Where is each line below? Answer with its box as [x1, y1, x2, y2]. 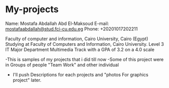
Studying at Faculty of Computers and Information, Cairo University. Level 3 [5, 41, 164, 47]
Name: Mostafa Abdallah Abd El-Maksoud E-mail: [5, 20, 109, 26]
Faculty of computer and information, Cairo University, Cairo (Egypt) [5, 36, 149, 42]
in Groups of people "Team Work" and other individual [5, 62, 119, 68]
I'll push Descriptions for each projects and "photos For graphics [12, 71, 149, 77]
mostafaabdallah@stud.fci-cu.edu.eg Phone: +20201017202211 [5, 25, 138, 32]
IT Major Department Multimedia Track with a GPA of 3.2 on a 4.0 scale [5, 46, 155, 52]
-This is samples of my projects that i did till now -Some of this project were [5, 56, 164, 62]
